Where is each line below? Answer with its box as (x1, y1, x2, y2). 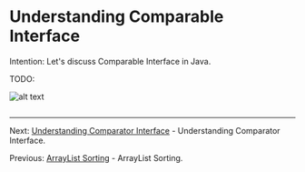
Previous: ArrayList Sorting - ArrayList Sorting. (9, 152, 183, 163)
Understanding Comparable (9, 6, 224, 27)
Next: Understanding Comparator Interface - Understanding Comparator (9, 125, 280, 136)
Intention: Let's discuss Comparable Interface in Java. (9, 56, 212, 66)
